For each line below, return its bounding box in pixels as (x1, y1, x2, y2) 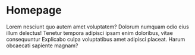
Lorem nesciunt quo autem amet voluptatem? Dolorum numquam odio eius (6, 23, 189, 30)
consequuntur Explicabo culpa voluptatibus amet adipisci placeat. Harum (6, 35, 185, 43)
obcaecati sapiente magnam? (6, 42, 78, 49)
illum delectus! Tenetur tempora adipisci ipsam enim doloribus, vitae (6, 29, 174, 36)
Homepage (6, 4, 62, 17)
